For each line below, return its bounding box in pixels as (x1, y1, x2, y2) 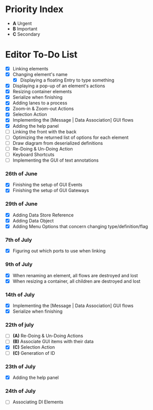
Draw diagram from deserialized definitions (12, 140, 103, 146)
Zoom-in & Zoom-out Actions (12, 105, 74, 112)
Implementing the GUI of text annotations (12, 157, 99, 163)
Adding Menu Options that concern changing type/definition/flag (12, 223, 148, 229)
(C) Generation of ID (12, 350, 55, 356)
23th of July (5, 363, 36, 370)
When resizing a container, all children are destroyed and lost (12, 278, 141, 284)
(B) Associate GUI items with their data (12, 339, 94, 345)
